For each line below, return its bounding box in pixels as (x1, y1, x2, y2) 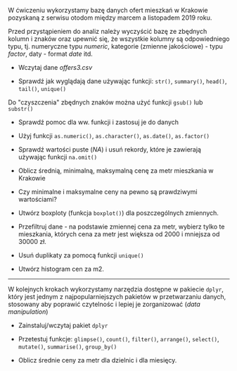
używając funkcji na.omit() (18, 153, 98, 161)
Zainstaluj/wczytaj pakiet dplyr (18, 321, 108, 329)
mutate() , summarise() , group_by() (18, 342, 117, 351)
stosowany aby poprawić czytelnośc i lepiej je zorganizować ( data (8, 300, 201, 308)
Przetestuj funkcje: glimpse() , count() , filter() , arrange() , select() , (18, 335, 220, 343)
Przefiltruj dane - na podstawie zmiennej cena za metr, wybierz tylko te (18, 222, 225, 231)
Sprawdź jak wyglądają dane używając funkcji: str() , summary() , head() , (18, 77, 227, 85)
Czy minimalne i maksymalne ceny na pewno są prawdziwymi (18, 188, 198, 196)
